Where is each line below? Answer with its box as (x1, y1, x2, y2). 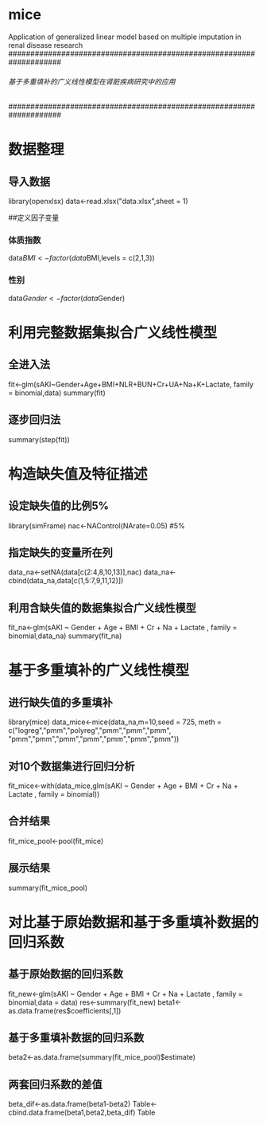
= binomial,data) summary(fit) (8, 388, 106, 398)
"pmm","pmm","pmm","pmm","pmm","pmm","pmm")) (8, 735, 180, 744)
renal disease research (8, 40, 83, 49)
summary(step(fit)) (8, 434, 70, 444)
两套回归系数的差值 (8, 1077, 103, 1091)
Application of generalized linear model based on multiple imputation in (8, 32, 242, 41)
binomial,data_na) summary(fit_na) (8, 631, 122, 641)
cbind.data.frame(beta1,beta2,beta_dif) (8, 1107, 136, 1117)
